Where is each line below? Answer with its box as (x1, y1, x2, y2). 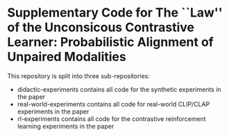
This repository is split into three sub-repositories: (7, 71, 151, 80)
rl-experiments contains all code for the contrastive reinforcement (17, 114, 206, 122)
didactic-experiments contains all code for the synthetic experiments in (17, 85, 221, 93)
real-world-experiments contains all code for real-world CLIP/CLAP (17, 100, 210, 108)
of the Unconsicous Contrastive (7, 19, 195, 35)
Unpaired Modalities (7, 49, 126, 65)
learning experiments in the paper (17, 122, 114, 130)
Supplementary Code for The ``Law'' (7, 5, 223, 21)
